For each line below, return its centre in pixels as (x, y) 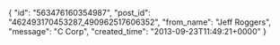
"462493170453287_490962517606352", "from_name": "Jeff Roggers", (140, 22)
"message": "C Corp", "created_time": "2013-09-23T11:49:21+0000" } (137, 31)
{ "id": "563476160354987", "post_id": (80, 13)
